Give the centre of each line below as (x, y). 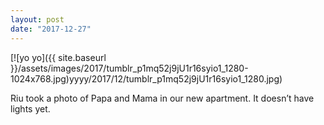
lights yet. (30, 108)
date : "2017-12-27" (51, 29)
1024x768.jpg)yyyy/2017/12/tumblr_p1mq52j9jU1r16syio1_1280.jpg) (146, 78)
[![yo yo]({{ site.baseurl (58, 57)
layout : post (37, 19)
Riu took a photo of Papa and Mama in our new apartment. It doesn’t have (162, 98)
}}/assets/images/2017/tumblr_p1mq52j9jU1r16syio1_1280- (129, 68)
